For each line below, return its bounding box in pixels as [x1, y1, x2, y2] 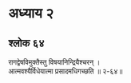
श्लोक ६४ [8, 36, 46, 49]
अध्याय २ [8, 4, 54, 22]
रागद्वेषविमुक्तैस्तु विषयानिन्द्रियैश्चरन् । [8, 57, 101, 67]
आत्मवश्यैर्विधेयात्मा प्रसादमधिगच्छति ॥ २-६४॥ [8, 66, 123, 76]
